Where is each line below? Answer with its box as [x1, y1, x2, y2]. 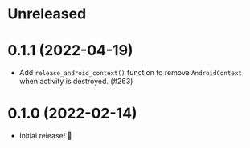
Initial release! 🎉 [18, 131, 72, 141]
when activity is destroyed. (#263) [18, 77, 133, 86]
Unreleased [7, 5, 87, 23]
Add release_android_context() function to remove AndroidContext [18, 68, 243, 78]
